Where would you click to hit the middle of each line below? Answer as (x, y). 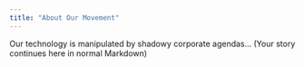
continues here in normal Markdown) (78, 53)
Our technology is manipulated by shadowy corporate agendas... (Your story (152, 43)
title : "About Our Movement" (64, 18)
